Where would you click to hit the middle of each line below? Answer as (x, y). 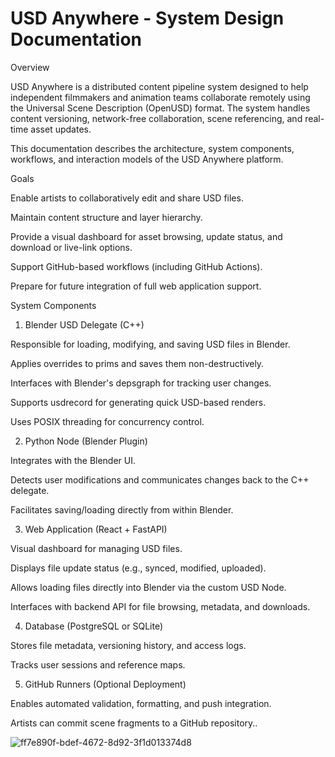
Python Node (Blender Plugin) (86, 441)
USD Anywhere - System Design (147, 18)
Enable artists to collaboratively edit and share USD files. (127, 198)
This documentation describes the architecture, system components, (152, 148)
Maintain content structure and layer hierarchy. (106, 217)
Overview (30, 67)
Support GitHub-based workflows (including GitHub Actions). (136, 266)
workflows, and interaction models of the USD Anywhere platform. (147, 159)
